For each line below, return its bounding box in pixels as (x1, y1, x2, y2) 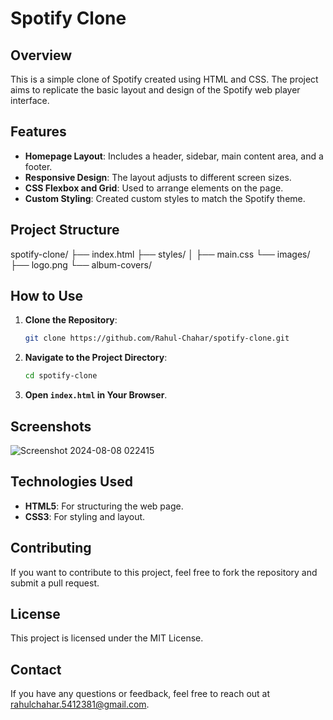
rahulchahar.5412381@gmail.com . (10, 698, 150, 711)
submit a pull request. (10, 577, 100, 589)
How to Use (10, 288, 84, 305)
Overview (10, 47, 73, 64)
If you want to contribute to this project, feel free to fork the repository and (10, 566, 318, 578)
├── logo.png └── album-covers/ (10, 258, 152, 271)
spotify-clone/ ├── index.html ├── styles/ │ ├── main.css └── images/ (10, 248, 311, 260)
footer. (24, 160, 53, 172)
